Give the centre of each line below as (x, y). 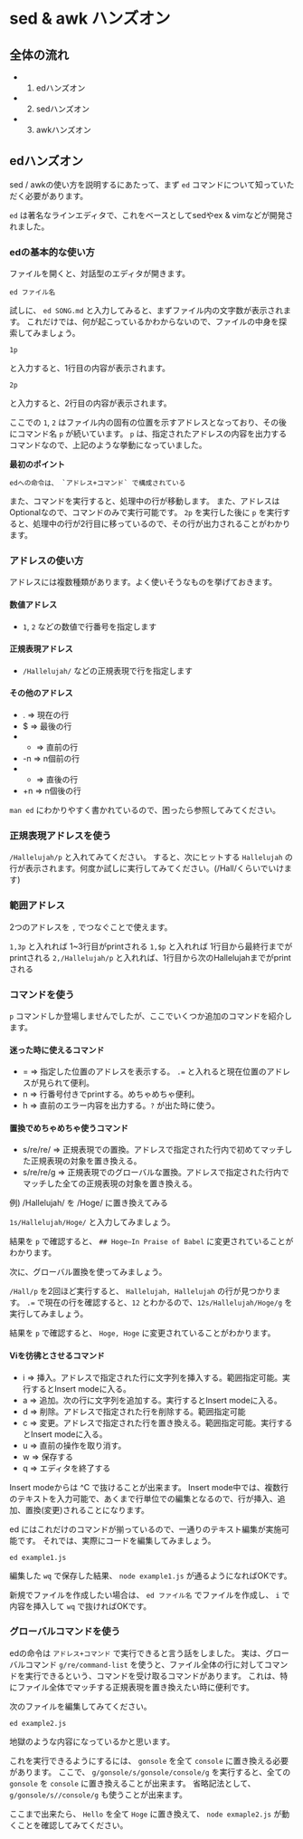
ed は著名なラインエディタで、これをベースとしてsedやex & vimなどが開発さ (151, 215)
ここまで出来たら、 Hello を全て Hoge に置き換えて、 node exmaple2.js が (146, 1814)
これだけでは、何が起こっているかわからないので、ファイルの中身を (153, 321)
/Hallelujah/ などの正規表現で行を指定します (107, 670)
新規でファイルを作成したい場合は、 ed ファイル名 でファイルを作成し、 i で (150, 1595)
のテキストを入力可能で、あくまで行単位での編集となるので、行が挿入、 (144, 1499)
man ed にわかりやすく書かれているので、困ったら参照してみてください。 (145, 810)
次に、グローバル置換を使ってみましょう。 (88, 1272)
